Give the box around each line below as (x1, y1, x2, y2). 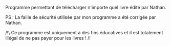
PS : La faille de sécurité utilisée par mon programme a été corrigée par (5, 14, 156, 20)
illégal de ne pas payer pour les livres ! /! (5, 35, 91, 41)
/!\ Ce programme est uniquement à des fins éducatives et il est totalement (5, 30, 163, 35)
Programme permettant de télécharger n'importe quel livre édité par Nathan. (5, 5, 166, 10)
